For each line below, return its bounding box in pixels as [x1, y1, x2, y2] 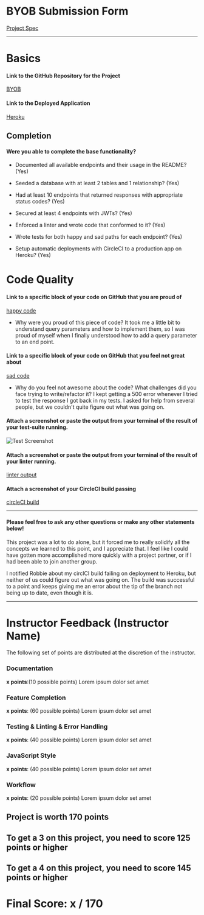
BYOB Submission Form [6, 4, 129, 18]
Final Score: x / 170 [6, 897, 103, 911]
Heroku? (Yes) [15, 252, 52, 259]
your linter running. [6, 457, 56, 465]
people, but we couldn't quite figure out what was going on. [15, 403, 165, 411]
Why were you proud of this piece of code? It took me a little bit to [15, 319, 181, 326]
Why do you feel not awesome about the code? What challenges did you [15, 384, 197, 391]
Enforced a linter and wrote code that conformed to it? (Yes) [15, 221, 166, 229]
